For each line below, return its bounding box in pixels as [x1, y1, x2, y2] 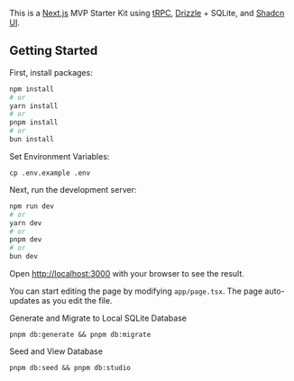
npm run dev [9, 202, 54, 211]
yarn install [9, 101, 59, 111]
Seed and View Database [9, 346, 104, 357]
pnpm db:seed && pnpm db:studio [9, 364, 131, 373]
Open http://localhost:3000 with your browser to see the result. [9, 268, 245, 279]
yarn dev [9, 218, 42, 228]
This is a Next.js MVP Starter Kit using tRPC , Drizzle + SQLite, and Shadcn [9, 8, 285, 18]
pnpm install [9, 118, 59, 127]
